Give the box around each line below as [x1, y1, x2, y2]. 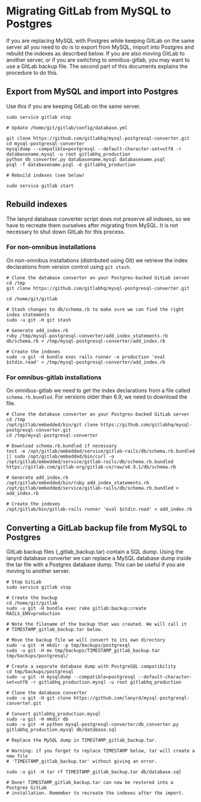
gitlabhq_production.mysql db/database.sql [6, 727, 117, 733]
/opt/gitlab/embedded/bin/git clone [6, 422, 98, 428]
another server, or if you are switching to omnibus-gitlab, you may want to [6, 56, 190, 63]
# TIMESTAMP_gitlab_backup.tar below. [6, 626, 104, 633]
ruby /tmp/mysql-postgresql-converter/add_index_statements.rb [6, 333, 169, 339]
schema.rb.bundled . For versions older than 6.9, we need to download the [6, 393, 188, 400]
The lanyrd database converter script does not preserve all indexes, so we [6, 215, 191, 223]
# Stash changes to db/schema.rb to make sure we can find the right [6, 306, 185, 312]
